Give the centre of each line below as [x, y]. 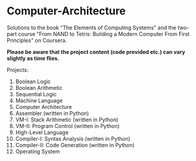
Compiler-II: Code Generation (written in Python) [75, 145]
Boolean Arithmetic [39, 87]
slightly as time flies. [33, 58]
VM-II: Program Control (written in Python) [67, 126]
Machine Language [39, 101]
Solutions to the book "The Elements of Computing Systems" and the [91, 28]
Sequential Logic [36, 94]
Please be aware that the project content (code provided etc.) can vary [96, 51]
